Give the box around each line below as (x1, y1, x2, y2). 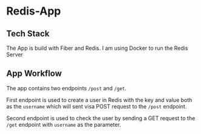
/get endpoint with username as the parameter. (6, 121, 121, 128)
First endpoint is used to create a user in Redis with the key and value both (6, 96, 193, 104)
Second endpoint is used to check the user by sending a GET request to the (6, 114, 196, 122)
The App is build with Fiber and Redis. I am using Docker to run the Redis (6, 44, 188, 52)
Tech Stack (6, 28, 50, 39)
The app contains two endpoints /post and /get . (6, 84, 127, 92)
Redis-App (6, 4, 62, 18)
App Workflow (6, 69, 62, 79)
